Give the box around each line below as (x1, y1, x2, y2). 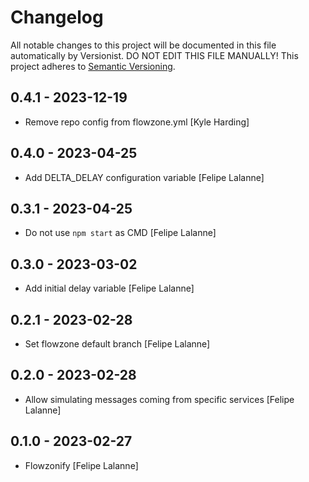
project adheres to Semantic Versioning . (10, 60, 176, 72)
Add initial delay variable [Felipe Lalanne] (24, 282, 195, 295)
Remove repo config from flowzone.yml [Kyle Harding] (24, 116, 250, 128)
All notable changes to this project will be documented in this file (10, 39, 277, 51)
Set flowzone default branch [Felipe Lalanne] (24, 338, 211, 350)
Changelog (10, 6, 104, 29)
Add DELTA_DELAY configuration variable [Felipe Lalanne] (24, 171, 265, 183)
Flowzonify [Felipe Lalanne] (24, 459, 139, 471)
